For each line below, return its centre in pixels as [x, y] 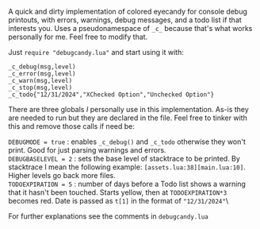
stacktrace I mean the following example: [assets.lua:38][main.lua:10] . [127, 167]
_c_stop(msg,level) [40, 87]
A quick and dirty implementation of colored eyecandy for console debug [128, 12]
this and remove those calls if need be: [71, 126]
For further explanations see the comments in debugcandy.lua [108, 216]
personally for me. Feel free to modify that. [78, 37]
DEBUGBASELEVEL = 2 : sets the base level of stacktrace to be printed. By [124, 159]
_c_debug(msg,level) [42, 67]
